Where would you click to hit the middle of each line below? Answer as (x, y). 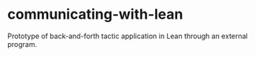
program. (22, 44)
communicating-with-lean (95, 14)
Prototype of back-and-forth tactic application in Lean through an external (128, 36)
